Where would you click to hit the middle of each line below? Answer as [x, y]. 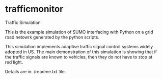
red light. [14, 62]
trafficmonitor [34, 9]
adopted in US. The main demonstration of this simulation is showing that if [81, 52]
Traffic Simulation [23, 22]
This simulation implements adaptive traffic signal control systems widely [79, 46]
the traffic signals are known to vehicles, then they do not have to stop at [79, 57]
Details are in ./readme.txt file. [36, 71]
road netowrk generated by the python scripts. [52, 37]
